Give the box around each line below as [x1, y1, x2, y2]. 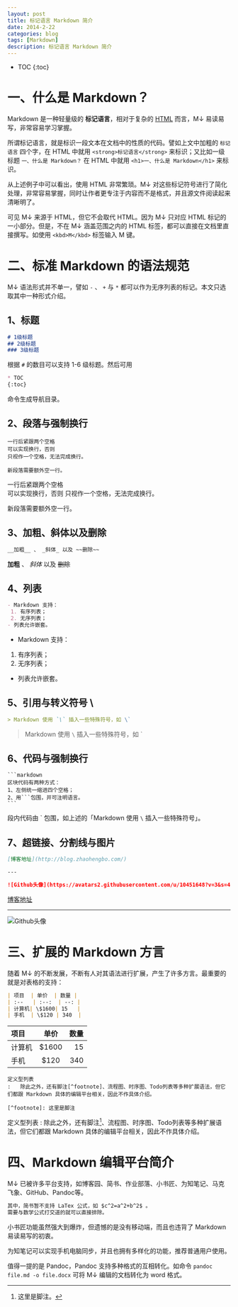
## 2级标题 [7, 340, 37, 347]
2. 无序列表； [10, 615, 47, 622]
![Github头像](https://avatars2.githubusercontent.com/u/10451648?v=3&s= [7, 881, 228, 888]
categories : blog [7, 30, 59, 38]
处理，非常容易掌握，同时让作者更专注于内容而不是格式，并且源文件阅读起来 [7, 188, 231, 197]
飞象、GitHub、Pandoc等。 [7, 1188, 87, 1196]
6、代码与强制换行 [7, 752, 89, 764]
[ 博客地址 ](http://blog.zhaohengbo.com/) [7, 856, 127, 863]
